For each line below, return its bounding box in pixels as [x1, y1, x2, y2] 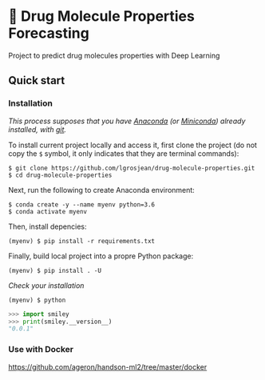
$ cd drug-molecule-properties [8, 171, 113, 179]
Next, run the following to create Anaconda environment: [8, 185, 196, 194]
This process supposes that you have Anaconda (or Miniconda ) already [8, 116, 246, 126]
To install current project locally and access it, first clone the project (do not [8, 140, 258, 150]
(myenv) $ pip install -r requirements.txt [8, 237, 156, 245]
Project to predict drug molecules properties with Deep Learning [8, 50, 220, 60]
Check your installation [8, 280, 85, 290]
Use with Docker [8, 344, 74, 355]
